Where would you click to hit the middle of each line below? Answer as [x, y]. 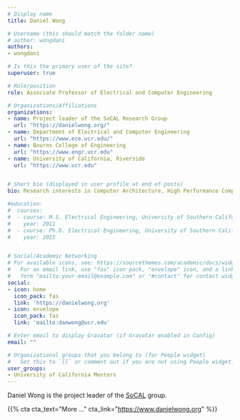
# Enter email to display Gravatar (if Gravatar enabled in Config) [111, 336]
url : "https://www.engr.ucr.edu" [64, 152]
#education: [25, 204]
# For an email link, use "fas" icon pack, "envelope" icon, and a [113, 270]
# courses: [25, 211]
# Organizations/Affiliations [52, 105]
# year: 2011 [31, 224]
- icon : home [27, 289]
